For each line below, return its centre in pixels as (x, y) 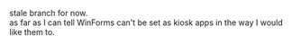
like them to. (32, 32)
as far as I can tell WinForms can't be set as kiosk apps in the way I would (146, 22)
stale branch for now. (49, 13)
